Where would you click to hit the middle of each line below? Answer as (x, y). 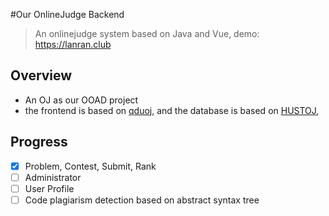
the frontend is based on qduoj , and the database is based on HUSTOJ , (172, 110)
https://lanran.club (73, 44)
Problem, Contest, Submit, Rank (90, 166)
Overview (41, 75)
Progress (39, 142)
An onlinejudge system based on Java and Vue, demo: (147, 33)
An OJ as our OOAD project (81, 100)
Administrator (53, 177)
